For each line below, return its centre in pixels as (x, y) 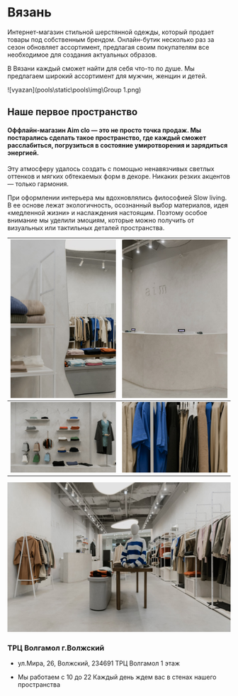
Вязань (29, 12)
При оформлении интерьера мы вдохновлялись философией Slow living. (117, 197)
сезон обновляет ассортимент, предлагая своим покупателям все (108, 47)
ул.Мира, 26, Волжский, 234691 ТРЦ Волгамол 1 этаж (99, 663)
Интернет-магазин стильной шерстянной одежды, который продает (111, 32)
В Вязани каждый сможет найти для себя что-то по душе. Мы (101, 68)
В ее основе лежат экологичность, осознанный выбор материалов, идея (118, 205)
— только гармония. (38, 184)
